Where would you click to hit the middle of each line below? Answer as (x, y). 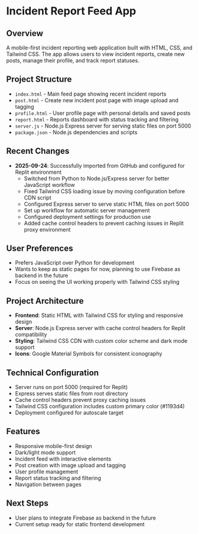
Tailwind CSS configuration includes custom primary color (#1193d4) (100, 407)
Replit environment (38, 172)
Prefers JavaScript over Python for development (75, 263)
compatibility (31, 334)
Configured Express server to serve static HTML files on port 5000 (106, 204)
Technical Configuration (52, 373)
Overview (25, 33)
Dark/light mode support (45, 452)
